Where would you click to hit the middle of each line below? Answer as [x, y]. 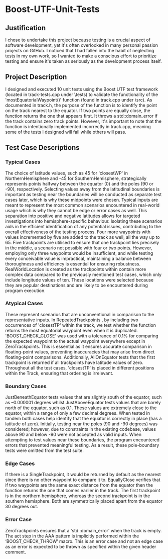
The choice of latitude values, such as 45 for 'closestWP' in [67, 173]
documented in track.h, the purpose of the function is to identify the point [81, 105]
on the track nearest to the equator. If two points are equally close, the [78, 110]
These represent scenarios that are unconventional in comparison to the [80, 314]
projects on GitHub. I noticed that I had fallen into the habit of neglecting [80, 51]
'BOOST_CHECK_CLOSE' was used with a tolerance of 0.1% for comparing [82, 336]
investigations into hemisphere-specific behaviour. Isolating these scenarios [84, 221]
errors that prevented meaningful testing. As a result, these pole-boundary [82, 445]
